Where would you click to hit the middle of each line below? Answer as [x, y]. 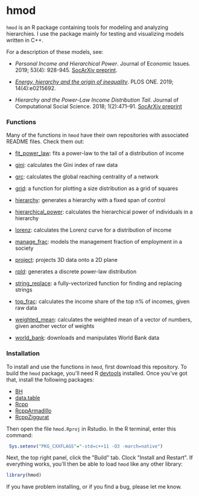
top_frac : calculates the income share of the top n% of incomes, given [102, 302]
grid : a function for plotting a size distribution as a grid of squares [96, 189]
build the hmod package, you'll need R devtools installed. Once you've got [97, 373]
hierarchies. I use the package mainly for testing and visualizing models [95, 33]
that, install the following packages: [50, 379]
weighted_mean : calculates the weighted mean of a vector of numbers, [103, 320]
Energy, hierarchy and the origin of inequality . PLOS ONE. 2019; [94, 82]
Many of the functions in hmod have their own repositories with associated [97, 135]
